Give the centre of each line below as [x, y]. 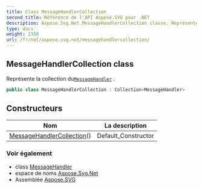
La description [125, 125]
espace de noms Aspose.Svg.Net [56, 173]
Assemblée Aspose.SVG [45, 179]
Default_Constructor [126, 135]
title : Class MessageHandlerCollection [56, 12]
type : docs [20, 29]
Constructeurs [34, 109]
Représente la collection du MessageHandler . [61, 78]
